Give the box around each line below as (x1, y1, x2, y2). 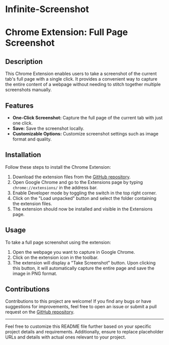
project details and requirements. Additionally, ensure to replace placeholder (5, 329, 164, 335)
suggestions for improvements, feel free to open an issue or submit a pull (5, 304, 157, 310)
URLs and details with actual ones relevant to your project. (5, 334, 126, 340)
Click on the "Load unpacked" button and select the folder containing (12, 195, 157, 201)
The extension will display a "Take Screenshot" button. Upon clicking (12, 259, 156, 265)
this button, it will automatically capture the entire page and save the (12, 265, 154, 271)
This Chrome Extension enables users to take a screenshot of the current (5, 71, 157, 77)
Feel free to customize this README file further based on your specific (5, 323, 152, 329)
